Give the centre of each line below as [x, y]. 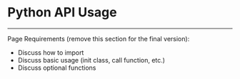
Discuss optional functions [57, 68]
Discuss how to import [51, 52]
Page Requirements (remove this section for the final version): [99, 38]
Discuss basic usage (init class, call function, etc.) [91, 60]
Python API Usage [62, 12]
